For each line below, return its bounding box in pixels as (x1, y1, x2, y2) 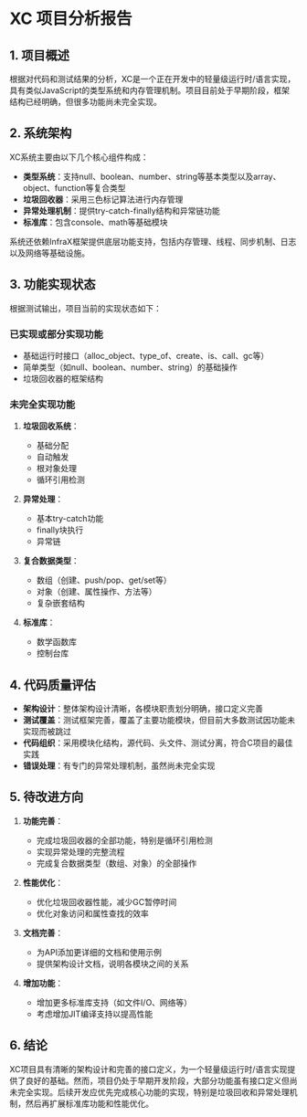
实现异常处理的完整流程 (36, 846, 125, 857)
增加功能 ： (22, 977, 64, 988)
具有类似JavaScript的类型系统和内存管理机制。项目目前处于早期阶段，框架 (9, 85, 291, 96)
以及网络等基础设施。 (9, 248, 90, 258)
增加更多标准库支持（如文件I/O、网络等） (36, 996, 193, 1007)
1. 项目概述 (9, 47, 70, 63)
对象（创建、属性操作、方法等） (36, 586, 157, 597)
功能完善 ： (22, 815, 64, 827)
